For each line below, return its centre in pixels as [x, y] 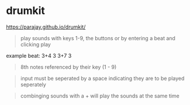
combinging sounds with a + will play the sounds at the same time [100, 96]
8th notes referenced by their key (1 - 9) [68, 67]
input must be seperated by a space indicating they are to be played [102, 78]
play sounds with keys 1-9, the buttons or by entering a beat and [98, 38]
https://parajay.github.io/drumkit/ [46, 27]
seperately [33, 84]
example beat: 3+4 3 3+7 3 [39, 55]
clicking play [35, 44]
